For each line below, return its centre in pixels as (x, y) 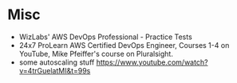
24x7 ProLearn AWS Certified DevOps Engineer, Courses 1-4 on (124, 45)
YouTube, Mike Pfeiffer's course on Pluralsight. (96, 53)
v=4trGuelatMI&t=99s (55, 70)
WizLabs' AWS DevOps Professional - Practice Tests (105, 37)
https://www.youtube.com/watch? (152, 62)
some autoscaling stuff (57, 62)
